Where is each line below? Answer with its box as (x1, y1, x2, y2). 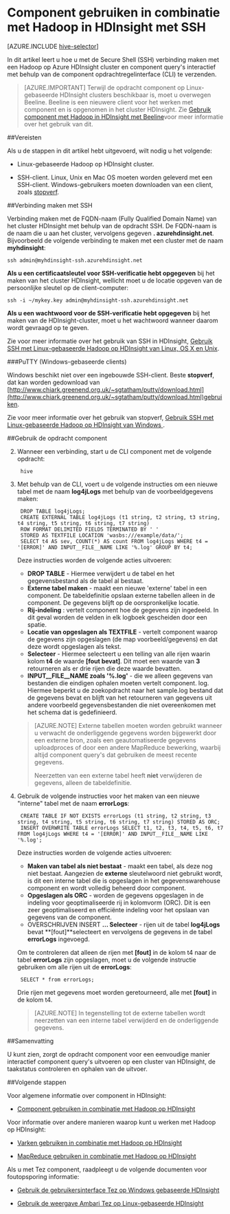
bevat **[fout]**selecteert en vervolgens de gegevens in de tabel (27, 927, 213, 936)
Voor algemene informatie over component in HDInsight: (7, 1091, 167, 1099)
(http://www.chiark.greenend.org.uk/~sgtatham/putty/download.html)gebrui (7, 393, 222, 401)
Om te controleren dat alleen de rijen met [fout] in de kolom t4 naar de (16, 948, 216, 956)
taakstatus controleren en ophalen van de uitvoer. (7, 1064, 148, 1073)
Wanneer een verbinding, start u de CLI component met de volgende (16, 447, 211, 455)
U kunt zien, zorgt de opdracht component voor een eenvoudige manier (7, 1050, 211, 1058)
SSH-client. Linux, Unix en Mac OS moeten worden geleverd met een (16, 173, 213, 181)
